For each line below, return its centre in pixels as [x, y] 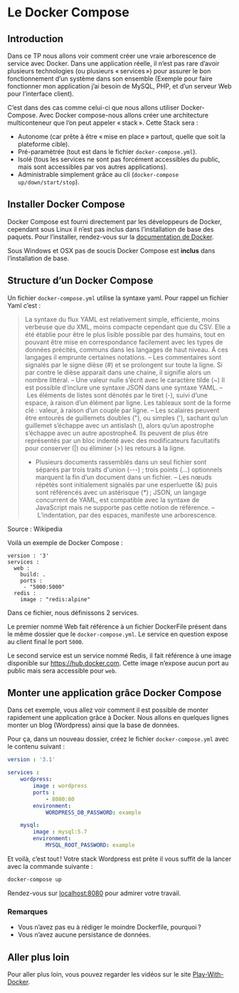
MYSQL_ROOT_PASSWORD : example [90, 845]
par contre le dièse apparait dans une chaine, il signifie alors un [118, 372]
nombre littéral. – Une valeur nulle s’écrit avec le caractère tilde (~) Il [125, 380]
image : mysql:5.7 [60, 832]
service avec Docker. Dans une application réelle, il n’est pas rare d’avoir [113, 63]
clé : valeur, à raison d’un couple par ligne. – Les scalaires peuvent [122, 410]
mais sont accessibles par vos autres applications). [93, 167]
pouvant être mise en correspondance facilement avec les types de [124, 342]
